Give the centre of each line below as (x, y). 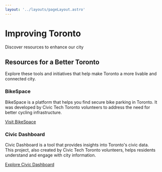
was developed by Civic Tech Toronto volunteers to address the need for (78, 107)
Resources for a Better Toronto (52, 62)
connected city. (21, 79)
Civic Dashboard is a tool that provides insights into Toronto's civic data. (77, 145)
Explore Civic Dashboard (30, 164)
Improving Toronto (43, 33)
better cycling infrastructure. (33, 112)
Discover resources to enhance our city (44, 47)
